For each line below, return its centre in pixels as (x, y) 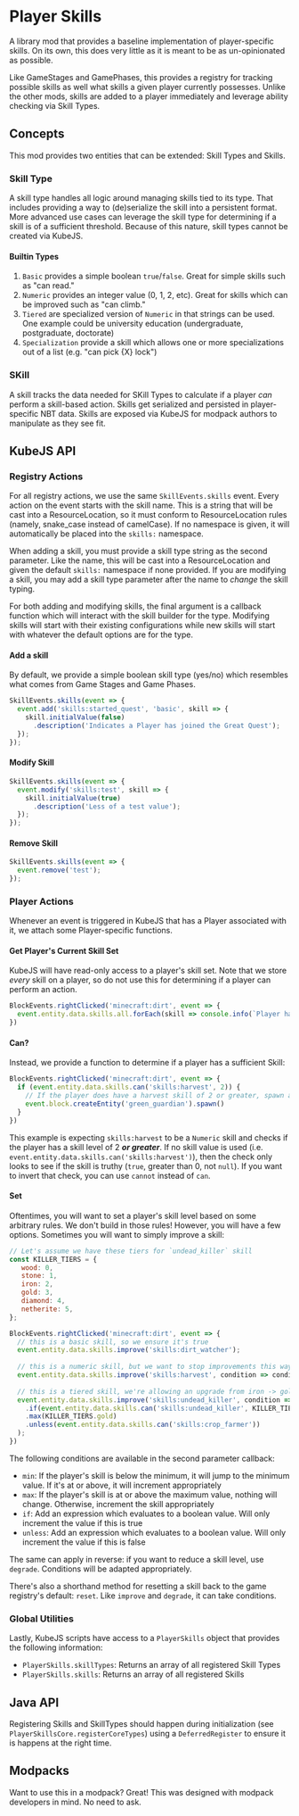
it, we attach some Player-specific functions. (91, 931)
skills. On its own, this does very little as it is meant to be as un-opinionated (147, 50)
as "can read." (48, 286)
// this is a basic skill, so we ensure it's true (113, 1342)
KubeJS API (43, 451)
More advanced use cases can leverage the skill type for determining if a (143, 217)
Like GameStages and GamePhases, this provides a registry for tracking (141, 77)
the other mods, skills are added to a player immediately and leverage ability (149, 96)
